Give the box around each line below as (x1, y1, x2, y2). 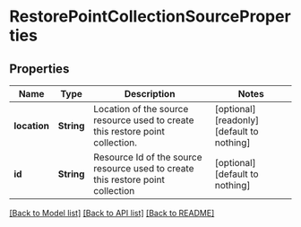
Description (124, 88, 176, 100)
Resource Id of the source (93, 151, 202, 163)
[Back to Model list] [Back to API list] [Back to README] (9, 208, 215, 218)
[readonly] (214, 114, 260, 127)
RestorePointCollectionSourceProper (9, 6, 291, 27)
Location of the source (93, 103, 189, 115)
